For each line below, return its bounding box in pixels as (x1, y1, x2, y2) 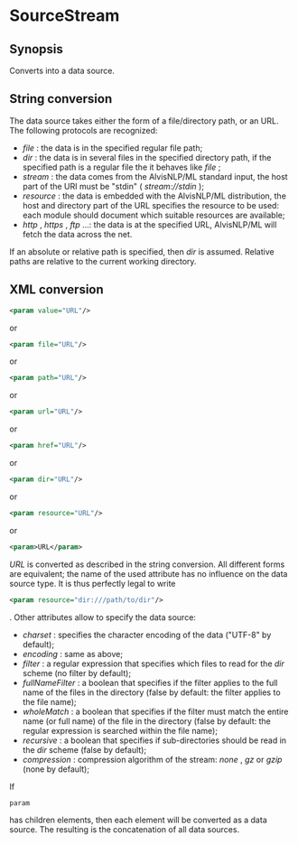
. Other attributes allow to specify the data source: (9, 611, 197, 623)
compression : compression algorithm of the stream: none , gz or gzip (22, 754, 283, 765)
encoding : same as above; (22, 648, 124, 659)
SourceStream (9, 5, 120, 26)
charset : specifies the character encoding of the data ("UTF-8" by (22, 629, 272, 640)
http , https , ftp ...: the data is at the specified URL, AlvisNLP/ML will (22, 218, 277, 230)
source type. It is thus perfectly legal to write (9, 578, 176, 589)
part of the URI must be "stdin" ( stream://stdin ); (22, 181, 205, 191)
